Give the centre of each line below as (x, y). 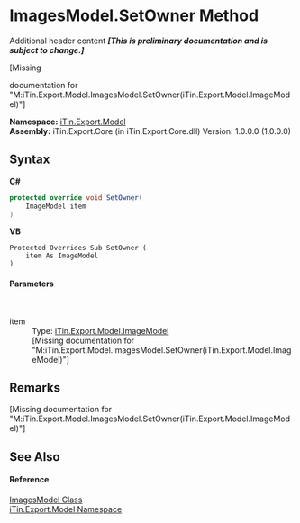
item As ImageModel (62, 256)
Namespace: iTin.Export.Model (68, 122)
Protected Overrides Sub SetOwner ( (78, 248)
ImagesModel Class (46, 500)
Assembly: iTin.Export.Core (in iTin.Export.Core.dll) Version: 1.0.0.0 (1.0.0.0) (150, 131)
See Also (35, 457)
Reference (29, 480)
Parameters (32, 284)
